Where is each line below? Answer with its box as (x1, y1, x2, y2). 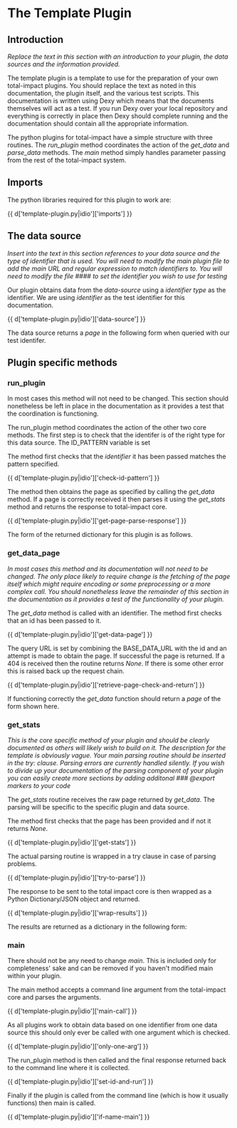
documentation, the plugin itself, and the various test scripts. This (7, 89, 199, 97)
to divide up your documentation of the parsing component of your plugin (7, 766, 224, 775)
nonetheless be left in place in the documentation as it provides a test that (7, 402, 224, 411)
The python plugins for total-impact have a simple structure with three (7, 134, 214, 141)
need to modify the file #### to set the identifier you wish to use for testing (7, 271, 228, 280)
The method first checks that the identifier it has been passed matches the (7, 452, 226, 461)
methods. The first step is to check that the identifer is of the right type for (7, 430, 226, 440)
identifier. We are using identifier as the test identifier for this (7, 293, 185, 301)
